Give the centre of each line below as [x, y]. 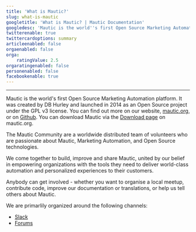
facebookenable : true [32, 76]
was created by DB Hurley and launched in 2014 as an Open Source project [97, 105]
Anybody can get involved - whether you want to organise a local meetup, [95, 182]
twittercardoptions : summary [41, 38]
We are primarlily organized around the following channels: [77, 206]
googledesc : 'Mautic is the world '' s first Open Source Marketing [88, 28]
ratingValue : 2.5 [38, 60]
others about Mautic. [31, 194]
